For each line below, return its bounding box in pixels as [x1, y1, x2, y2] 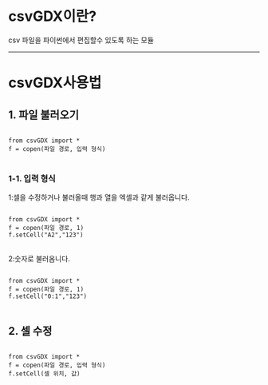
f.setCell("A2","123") [8, 231, 84, 240]
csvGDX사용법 [8, 73, 102, 92]
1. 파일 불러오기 [8, 108, 80, 121]
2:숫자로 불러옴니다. [8, 254, 70, 264]
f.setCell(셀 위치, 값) [8, 370, 81, 378]
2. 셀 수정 [8, 324, 53, 338]
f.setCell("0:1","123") [8, 292, 88, 300]
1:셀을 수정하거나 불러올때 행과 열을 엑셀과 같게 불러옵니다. [8, 192, 190, 202]
